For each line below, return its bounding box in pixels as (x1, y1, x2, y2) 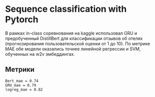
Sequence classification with (5, 3, 127, 15)
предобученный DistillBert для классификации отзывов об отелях (5, 35, 143, 41)
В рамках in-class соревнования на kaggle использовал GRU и (5, 30, 137, 36)
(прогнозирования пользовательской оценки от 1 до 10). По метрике (5, 40, 151, 46)
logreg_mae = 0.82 (5, 87, 43, 92)
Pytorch (5, 14, 39, 25)
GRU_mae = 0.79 (5, 83, 37, 88)
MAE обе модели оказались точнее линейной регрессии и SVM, (5, 46, 141, 52)
